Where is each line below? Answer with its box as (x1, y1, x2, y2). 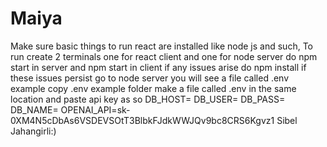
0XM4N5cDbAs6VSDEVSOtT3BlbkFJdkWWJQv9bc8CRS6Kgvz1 (10, 114, 275, 126)
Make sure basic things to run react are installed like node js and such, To (10, 40, 313, 52)
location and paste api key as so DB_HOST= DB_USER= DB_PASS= (10, 93, 286, 105)
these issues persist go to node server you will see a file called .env (10, 72, 290, 84)
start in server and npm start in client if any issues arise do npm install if (10, 61, 307, 73)
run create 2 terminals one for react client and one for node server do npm (10, 50, 318, 62)
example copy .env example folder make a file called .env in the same (10, 82, 297, 94)
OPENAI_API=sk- (60, 103, 131, 116)
